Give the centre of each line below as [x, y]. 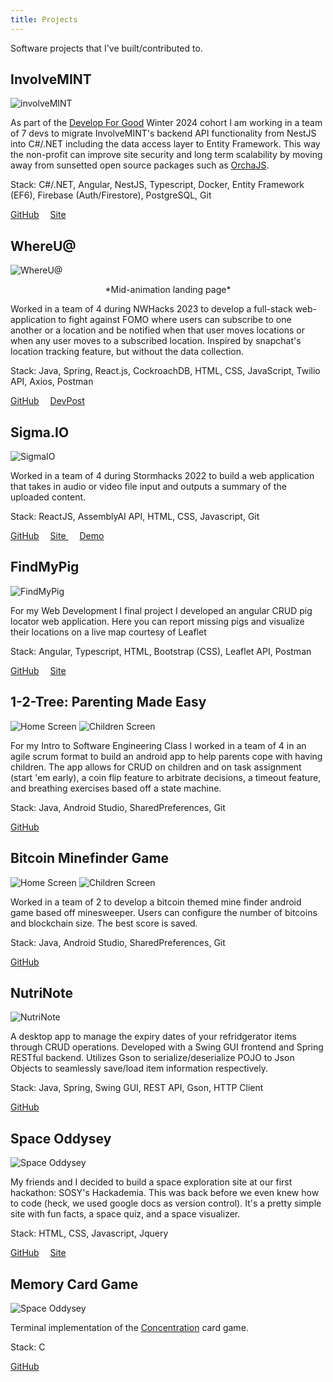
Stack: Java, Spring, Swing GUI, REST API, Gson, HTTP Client [137, 1088]
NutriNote [41, 992]
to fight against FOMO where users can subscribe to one [175, 320]
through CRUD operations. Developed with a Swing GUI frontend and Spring [167, 1047]
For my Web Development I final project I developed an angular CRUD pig [161, 610]
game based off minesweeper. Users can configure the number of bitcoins [164, 912]
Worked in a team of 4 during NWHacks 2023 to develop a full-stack [151, 309]
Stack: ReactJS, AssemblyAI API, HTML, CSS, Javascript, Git [135, 517]
